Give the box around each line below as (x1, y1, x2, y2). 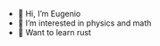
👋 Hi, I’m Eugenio (17, 9, 81, 19)
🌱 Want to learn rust (17, 27, 92, 37)
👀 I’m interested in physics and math (17, 18, 152, 28)
